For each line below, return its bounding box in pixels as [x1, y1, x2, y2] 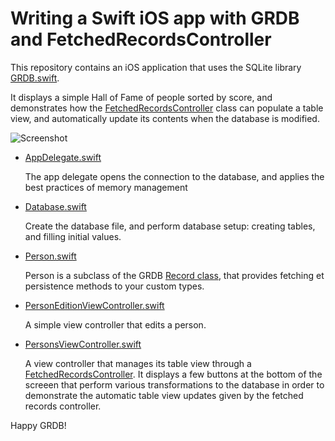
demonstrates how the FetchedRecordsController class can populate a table [10, 102, 324, 114]
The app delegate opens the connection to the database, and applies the [24, 170, 325, 182]
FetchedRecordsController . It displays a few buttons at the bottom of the [24, 368, 323, 380]
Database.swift [24, 200, 87, 212]
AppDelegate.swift [24, 151, 102, 163]
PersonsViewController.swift [24, 338, 142, 350]
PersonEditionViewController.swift [24, 299, 165, 311]
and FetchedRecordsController [10, 28, 272, 51]
